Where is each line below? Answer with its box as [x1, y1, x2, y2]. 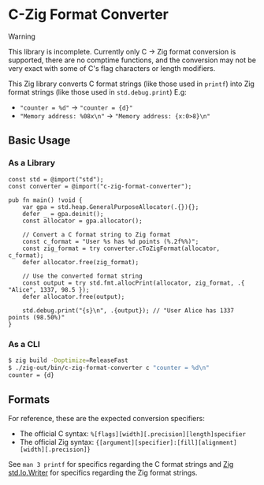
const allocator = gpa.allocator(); [22, 217, 143, 225]
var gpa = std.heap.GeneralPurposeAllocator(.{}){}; [22, 203, 199, 211]
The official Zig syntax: [19, 438, 95, 447]
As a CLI [8, 338, 41, 349]
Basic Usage [8, 134, 71, 147]
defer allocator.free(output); [22, 293, 125, 300]
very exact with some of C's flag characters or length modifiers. [8, 63, 216, 73]
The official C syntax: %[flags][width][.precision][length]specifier [19, 429, 247, 438]
